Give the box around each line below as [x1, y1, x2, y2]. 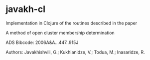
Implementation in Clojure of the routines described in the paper [5, 20, 138, 26]
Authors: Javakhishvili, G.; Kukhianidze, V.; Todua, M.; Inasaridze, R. [5, 49, 145, 55]
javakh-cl [5, 3, 45, 15]
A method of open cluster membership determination [5, 29, 115, 35]
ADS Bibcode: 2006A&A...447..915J [5, 39, 79, 45]
